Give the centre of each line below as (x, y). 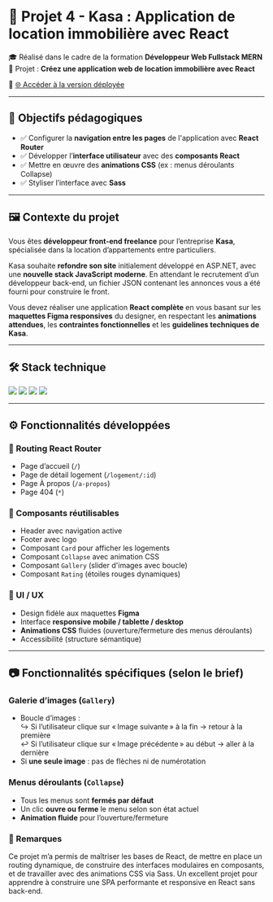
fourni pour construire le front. (59, 291)
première (35, 735)
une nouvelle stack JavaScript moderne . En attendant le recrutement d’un (134, 274)
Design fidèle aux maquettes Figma (80, 613)
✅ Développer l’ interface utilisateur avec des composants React (130, 155)
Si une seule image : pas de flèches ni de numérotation (113, 761)
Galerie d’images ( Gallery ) (62, 700)
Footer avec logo (48, 540)
